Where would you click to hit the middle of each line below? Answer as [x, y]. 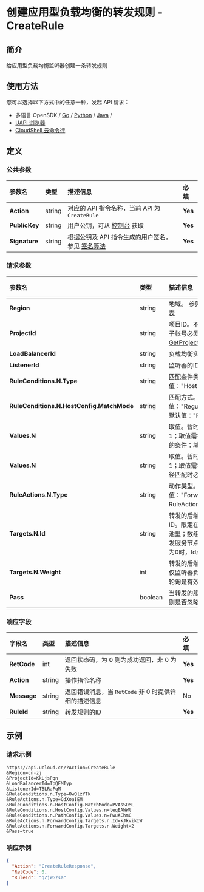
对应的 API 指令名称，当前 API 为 [114, 208]
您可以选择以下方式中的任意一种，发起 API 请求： [68, 102]
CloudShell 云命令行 [40, 130]
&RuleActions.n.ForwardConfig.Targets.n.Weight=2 [70, 826]
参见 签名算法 [87, 246]
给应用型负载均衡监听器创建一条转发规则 [57, 65]
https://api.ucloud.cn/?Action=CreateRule [61, 768]
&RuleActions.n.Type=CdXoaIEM [45, 799]
